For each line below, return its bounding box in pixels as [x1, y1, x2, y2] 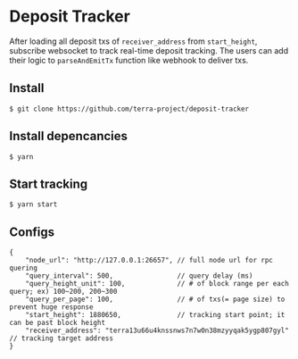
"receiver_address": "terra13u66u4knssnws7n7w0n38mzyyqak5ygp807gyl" [25, 326, 290, 336]
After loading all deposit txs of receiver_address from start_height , [9, 36, 258, 46]
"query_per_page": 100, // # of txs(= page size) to [25, 295, 286, 305]
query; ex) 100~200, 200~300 [9, 288, 118, 296]
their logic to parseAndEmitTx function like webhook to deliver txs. [9, 54, 249, 65]
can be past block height [9, 319, 105, 328]
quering [9, 263, 38, 273]
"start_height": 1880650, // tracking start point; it [25, 311, 286, 320]
